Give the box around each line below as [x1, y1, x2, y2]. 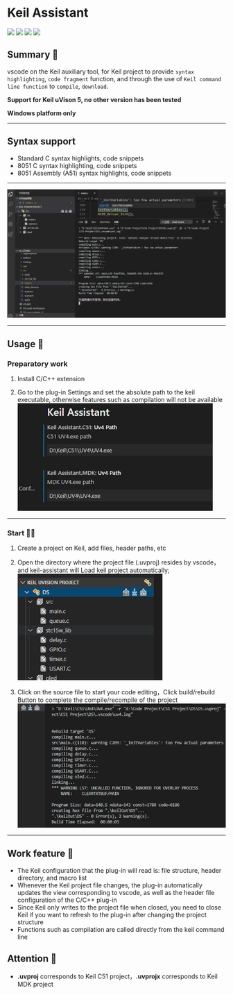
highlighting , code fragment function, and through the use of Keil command [7, 74, 222, 83]
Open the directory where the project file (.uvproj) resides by [17, 558, 191, 567]
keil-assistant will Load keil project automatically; [30, 566, 170, 574]
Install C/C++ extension [17, 375, 85, 383]
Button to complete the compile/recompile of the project [17, 696, 178, 704]
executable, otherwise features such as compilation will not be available [17, 396, 223, 404]
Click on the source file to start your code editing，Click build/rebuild [17, 688, 215, 696]
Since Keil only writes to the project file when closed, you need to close [17, 903, 222, 911]
